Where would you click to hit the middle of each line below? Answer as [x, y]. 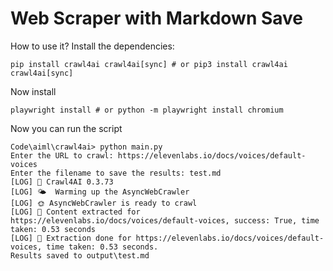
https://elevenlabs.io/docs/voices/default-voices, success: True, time [165, 220]
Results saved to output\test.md [80, 255]
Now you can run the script [66, 128]
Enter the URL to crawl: [62, 155]
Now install [33, 91]
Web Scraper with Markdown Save [157, 18]
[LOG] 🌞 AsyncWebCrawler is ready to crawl [104, 203]
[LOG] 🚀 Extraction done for [71, 238]
